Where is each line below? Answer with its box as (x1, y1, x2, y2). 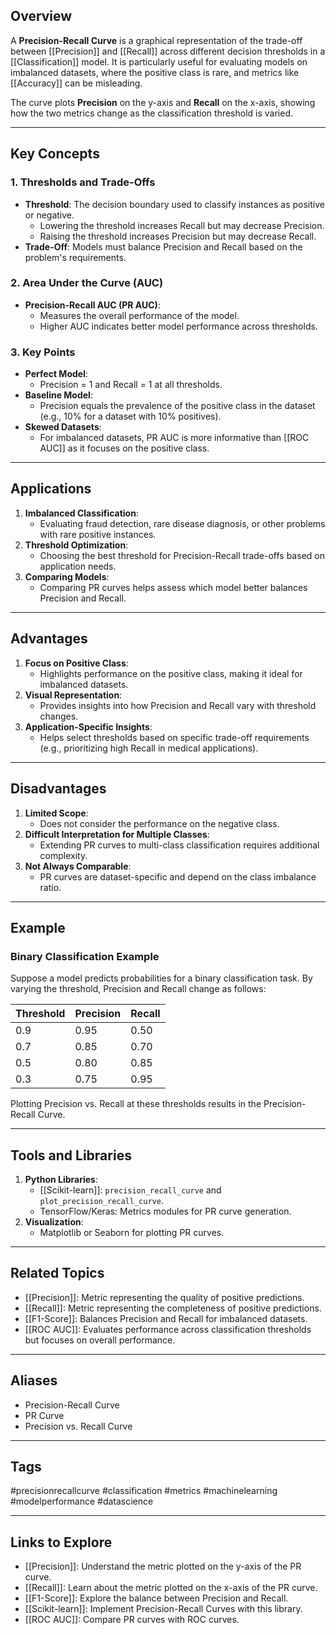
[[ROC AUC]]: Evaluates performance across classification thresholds (24, 1323, 312, 1335)
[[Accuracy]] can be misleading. (10, 77, 143, 89)
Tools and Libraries (10, 1147, 132, 1164)
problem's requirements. (24, 251, 127, 263)
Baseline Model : (24, 389, 93, 401)
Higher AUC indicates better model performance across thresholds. (39, 320, 318, 332)
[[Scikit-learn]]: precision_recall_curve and (39, 1184, 222, 1196)
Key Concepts (10, 145, 100, 163)
